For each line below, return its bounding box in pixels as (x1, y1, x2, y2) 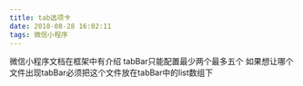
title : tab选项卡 (9, 13, 71, 23)
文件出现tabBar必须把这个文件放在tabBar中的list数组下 (9, 67, 214, 78)
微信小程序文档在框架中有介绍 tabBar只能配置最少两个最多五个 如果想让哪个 (9, 56, 294, 67)
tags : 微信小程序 (9, 30, 68, 39)
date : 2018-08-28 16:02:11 (9, 22, 112, 31)
